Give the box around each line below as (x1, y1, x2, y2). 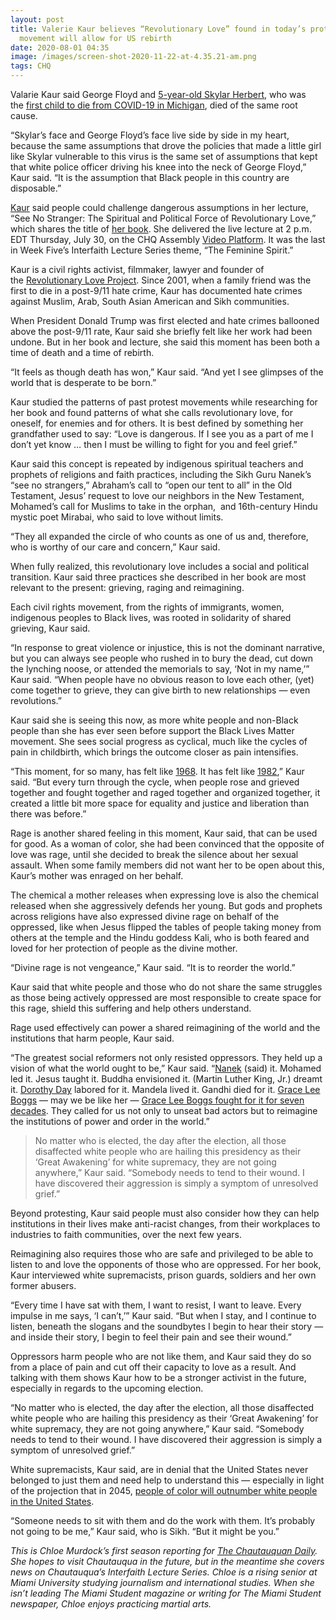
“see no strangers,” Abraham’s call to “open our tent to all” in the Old (10, 479, 293, 491)
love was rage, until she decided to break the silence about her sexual (10, 849, 299, 860)
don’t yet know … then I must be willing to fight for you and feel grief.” (10, 439, 298, 450)
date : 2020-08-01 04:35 (10, 42, 110, 53)
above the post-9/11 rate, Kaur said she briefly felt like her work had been (10, 326, 313, 337)
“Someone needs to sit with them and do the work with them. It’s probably (10, 1515, 316, 1526)
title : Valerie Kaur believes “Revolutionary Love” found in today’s (10, 24, 307, 34)
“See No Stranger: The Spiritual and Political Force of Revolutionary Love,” (10, 212, 317, 224)
